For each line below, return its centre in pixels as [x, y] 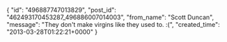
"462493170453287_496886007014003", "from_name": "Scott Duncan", [110, 17]
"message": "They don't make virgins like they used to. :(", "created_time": [113, 24]
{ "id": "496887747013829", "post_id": [61, 10]
